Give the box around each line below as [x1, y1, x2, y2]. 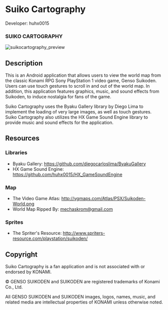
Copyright [5, 250, 38, 259]
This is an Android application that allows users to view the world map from [5, 72, 161, 79]
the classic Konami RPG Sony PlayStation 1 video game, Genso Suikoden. [5, 78, 157, 84]
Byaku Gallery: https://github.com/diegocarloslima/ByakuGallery [12, 160, 146, 167]
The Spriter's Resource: [12, 230, 62, 236]
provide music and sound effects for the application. [5, 119, 114, 126]
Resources [5, 134, 40, 143]
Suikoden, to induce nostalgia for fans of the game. [5, 94, 112, 100]
